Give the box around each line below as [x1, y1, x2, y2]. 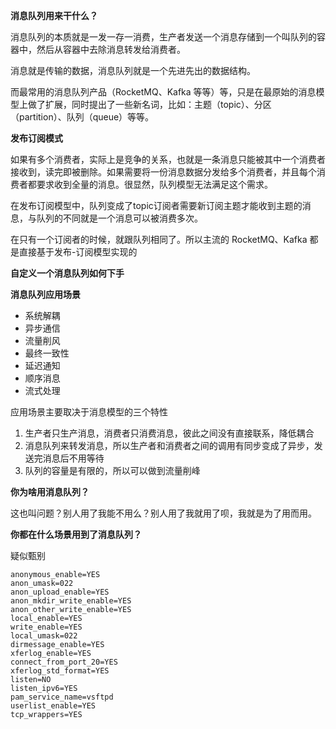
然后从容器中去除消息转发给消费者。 [36, 44, 186, 55]
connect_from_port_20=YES [10, 657, 118, 667]
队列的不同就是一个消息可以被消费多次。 [36, 212, 203, 224]
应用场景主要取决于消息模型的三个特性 [10, 406, 168, 418]
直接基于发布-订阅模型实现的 [18, 246, 138, 258]
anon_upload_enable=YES [10, 587, 110, 597]
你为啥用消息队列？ [10, 486, 90, 498]
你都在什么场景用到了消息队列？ [10, 529, 142, 540]
